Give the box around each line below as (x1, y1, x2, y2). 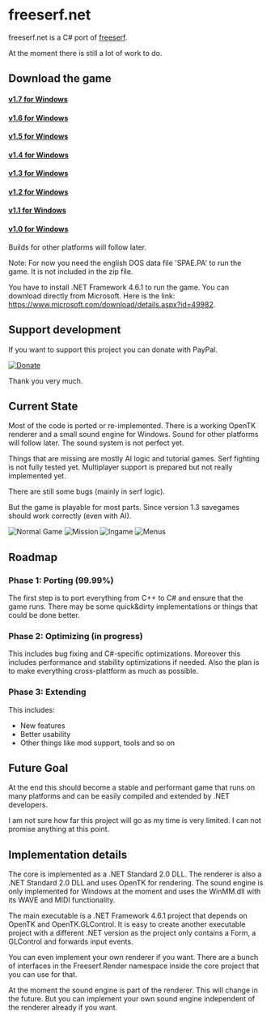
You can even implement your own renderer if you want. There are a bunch (8, 953, 259, 962)
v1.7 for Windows (8, 94, 69, 104)
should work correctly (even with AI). (8, 511, 132, 521)
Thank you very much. (8, 375, 83, 386)
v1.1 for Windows (8, 205, 67, 216)
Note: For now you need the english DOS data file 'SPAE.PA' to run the (8, 258, 242, 268)
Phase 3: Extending (8, 687, 87, 698)
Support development (8, 323, 121, 337)
